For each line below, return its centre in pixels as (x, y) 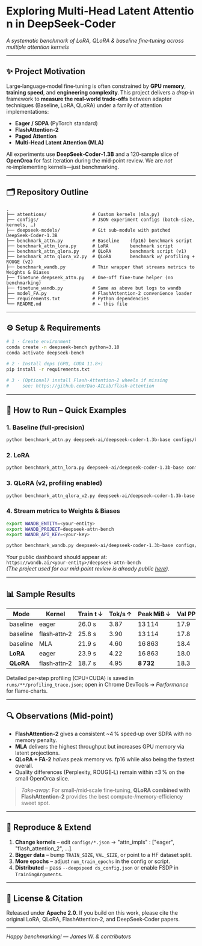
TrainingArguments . (39, 874)
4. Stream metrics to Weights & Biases (63, 511)
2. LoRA (18, 455)
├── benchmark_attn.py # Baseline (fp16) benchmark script (99, 241)
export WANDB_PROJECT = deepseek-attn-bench (60, 529)
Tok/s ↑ (121, 614)
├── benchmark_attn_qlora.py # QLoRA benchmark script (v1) (96, 251)
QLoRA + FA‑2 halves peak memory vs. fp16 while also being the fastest (105, 759)
